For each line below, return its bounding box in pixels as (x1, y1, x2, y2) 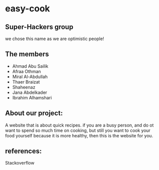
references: (5, 147, 42, 156)
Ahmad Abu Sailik (12, 63, 48, 69)
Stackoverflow (5, 160, 35, 166)
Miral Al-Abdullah (12, 74, 48, 80)
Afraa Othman (12, 68, 41, 74)
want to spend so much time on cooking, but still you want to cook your (5, 127, 151, 133)
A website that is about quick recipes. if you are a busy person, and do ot (5, 122, 154, 128)
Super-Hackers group (5, 23, 74, 31)
